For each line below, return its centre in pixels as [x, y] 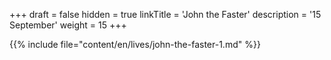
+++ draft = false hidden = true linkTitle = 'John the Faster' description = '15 [165, 14]
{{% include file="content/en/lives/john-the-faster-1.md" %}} [135, 44]
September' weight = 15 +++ [68, 25]
